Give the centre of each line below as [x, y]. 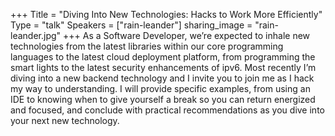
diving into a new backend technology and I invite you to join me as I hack [162, 78]
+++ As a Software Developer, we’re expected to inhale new [186, 35]
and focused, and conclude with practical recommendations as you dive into [167, 110]
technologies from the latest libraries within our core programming [147, 46]
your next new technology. [65, 120]
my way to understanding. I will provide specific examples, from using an [160, 88]
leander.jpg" [36, 35]
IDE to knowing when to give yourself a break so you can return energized [163, 99]
